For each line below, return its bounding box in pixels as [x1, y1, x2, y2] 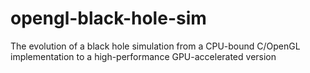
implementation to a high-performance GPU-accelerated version [10, 50, 277, 62]
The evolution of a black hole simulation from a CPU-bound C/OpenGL [10, 40, 301, 52]
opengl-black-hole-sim [10, 7, 207, 30]
